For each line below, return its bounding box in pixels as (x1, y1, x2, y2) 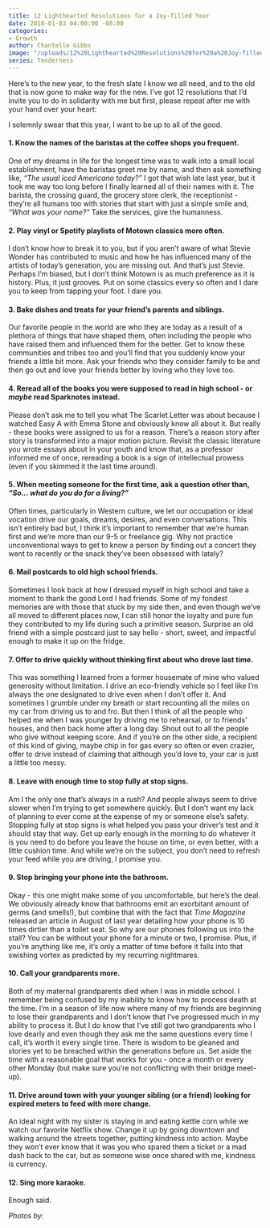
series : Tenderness (8, 57, 74, 65)
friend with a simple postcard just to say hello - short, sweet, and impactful (8, 628, 256, 637)
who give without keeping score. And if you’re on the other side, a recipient (8, 732, 257, 742)
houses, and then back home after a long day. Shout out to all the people (8, 724, 249, 734)
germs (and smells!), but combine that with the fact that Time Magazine (8, 907, 247, 917)
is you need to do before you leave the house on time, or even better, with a (8, 837, 259, 846)
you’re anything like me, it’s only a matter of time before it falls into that (8, 941, 243, 951)
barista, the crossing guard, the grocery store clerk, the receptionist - (8, 190, 239, 200)
